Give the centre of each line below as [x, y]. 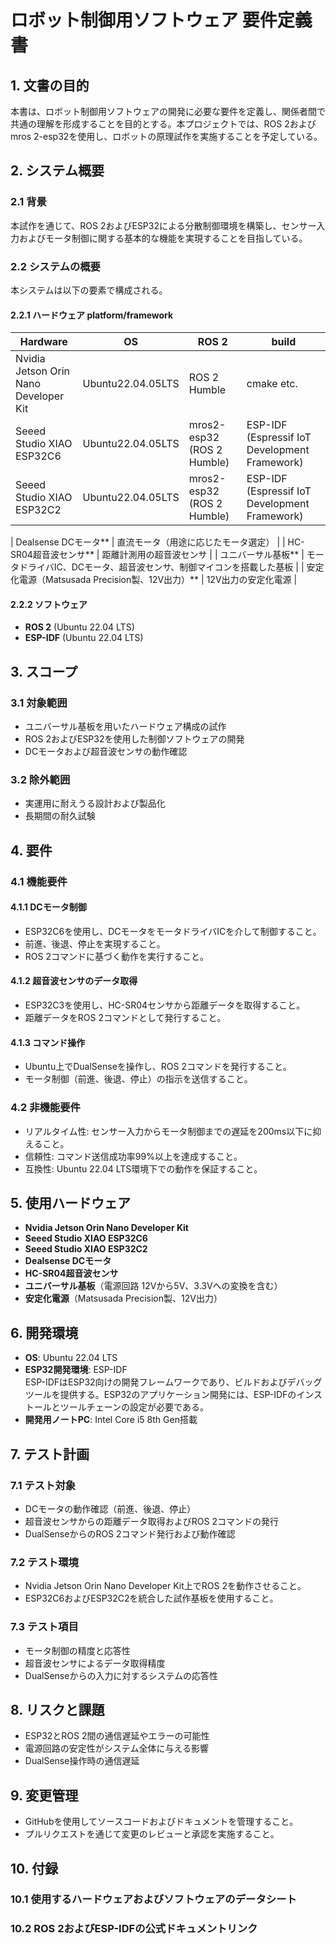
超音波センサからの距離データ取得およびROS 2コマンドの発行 [151, 1521]
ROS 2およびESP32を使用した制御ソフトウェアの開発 [134, 739]
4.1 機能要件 [39, 881]
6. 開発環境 [44, 1332]
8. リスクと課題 [57, 1709]
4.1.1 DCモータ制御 [48, 907]
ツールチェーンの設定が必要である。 [134, 1407]
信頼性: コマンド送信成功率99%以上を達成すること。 [133, 1156]
